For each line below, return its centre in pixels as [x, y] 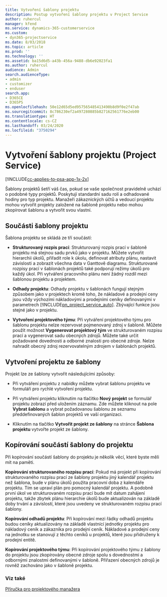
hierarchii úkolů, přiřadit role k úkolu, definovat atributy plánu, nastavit [84, 258]
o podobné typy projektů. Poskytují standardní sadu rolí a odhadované [77, 194]
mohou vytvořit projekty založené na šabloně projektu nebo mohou [74, 205]
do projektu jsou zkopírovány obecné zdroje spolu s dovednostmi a [74, 555]
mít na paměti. [20, 462]
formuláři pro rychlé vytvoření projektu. [53, 389]
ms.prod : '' [17, 51]
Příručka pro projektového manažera [43, 589]
